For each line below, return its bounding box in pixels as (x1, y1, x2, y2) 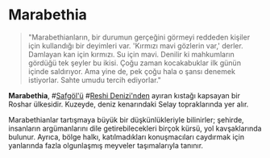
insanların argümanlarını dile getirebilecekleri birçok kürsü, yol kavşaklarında (8, 123, 262, 133)
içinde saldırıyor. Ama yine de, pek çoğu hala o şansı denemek (27, 66, 236, 76)
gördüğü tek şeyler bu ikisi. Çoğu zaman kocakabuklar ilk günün (27, 58, 242, 68)
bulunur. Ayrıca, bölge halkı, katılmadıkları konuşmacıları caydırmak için (8, 131, 244, 142)
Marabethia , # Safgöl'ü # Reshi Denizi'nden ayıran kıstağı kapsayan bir (8, 90, 240, 100)
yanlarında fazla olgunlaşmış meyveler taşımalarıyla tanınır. (8, 140, 204, 150)
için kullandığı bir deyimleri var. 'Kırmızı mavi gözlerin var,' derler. (27, 40, 243, 50)
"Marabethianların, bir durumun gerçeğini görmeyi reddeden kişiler (27, 32, 251, 42)
